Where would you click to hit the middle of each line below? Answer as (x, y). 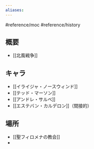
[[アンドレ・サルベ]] (34, 99)
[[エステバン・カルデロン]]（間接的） (52, 106)
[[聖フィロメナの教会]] (36, 137)
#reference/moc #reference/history (43, 25)
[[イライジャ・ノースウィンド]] (45, 87)
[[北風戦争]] (25, 55)
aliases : (15, 10)
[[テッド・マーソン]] (34, 93)
